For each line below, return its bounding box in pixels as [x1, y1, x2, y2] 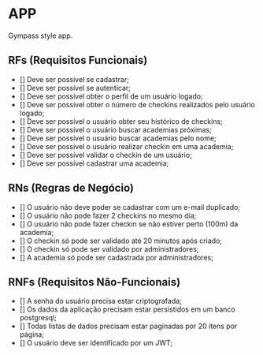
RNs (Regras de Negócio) [8, 181, 134, 195]
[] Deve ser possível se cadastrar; [19, 74, 130, 84]
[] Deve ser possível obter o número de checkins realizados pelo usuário [19, 99, 256, 109]
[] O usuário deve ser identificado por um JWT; [19, 338, 173, 348]
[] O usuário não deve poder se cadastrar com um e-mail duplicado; [19, 202, 241, 211]
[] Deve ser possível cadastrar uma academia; [19, 159, 169, 168]
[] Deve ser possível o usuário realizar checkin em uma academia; [19, 141, 234, 151]
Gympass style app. [8, 31, 73, 40]
